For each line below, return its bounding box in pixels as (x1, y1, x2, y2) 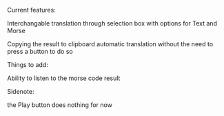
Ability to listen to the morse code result (7, 74, 121, 82)
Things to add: (7, 61, 48, 68)
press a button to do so (7, 48, 74, 55)
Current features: (7, 6, 57, 14)
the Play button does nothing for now (7, 101, 112, 109)
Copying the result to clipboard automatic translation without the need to (7, 40, 214, 48)
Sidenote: (7, 88, 34, 95)
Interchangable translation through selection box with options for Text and (7, 19, 217, 27)
